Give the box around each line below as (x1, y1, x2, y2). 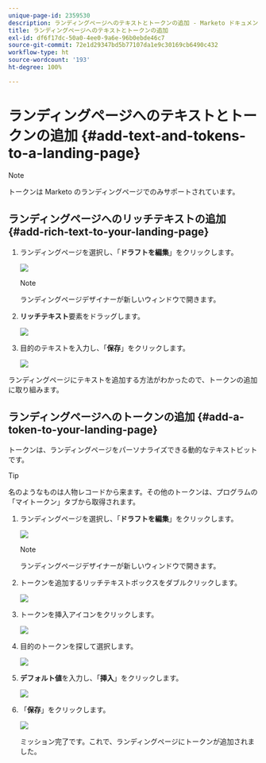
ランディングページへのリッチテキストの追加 (8, 212, 226, 226)
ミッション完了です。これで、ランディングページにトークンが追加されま (19, 737, 256, 746)
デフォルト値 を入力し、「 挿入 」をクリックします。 (19, 673, 183, 683)
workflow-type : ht (8, 48, 69, 56)
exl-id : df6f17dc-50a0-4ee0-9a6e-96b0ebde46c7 (8, 33, 165, 42)
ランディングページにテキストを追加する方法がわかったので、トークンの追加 (8, 375, 258, 384)
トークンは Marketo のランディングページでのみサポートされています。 (8, 187, 240, 196)
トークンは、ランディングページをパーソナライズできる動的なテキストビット (8, 445, 258, 455)
